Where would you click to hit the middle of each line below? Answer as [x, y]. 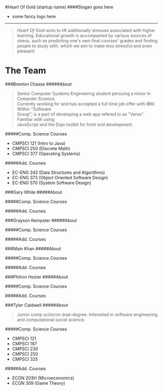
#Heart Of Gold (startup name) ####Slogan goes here [59, 7]
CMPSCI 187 [24, 343]
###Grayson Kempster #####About [41, 220]
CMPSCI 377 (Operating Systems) [46, 153]
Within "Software [34, 109]
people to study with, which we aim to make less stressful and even [84, 46]
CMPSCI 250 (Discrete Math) [41, 148]
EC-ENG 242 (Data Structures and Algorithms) [58, 172]
